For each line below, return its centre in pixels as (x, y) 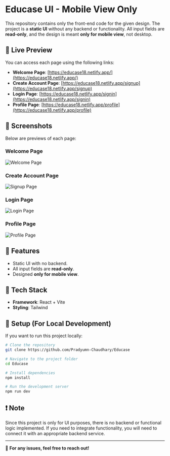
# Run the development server (37, 387)
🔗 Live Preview (29, 50)
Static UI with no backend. (40, 263)
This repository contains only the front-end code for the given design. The (83, 23)
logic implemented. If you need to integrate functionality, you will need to (81, 428)
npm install (18, 378)
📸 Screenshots (29, 126)
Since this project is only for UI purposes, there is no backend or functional (83, 423)
